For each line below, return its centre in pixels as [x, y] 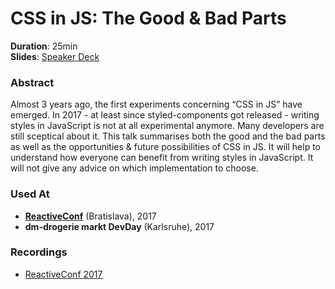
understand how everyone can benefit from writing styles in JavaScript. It [162, 158]
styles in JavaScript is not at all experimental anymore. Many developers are [167, 126]
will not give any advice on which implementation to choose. [134, 168]
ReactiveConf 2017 [63, 274]
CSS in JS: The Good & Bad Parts [148, 18]
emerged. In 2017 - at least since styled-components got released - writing [165, 115]
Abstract [32, 82]
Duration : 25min [44, 46]
